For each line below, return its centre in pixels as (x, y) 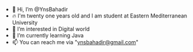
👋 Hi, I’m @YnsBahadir (40, 9)
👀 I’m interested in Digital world (51, 29)
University (25, 22)
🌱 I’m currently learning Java (48, 35)
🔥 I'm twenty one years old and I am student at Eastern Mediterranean (100, 16)
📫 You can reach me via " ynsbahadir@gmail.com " (75, 42)
